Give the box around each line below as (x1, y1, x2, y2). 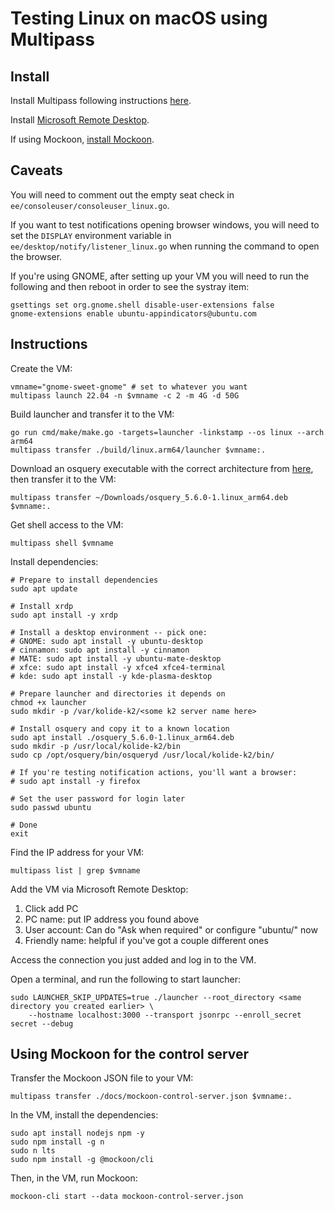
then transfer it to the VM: (10, 473, 117, 485)
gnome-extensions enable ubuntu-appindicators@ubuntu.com (10, 308, 257, 319)
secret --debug (10, 1018, 74, 1029)
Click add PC (24, 902, 79, 914)
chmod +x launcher (10, 697, 87, 707)
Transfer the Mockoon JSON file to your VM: (10, 1072, 194, 1084)
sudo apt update (10, 583, 78, 594)
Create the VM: (10, 362, 73, 374)
